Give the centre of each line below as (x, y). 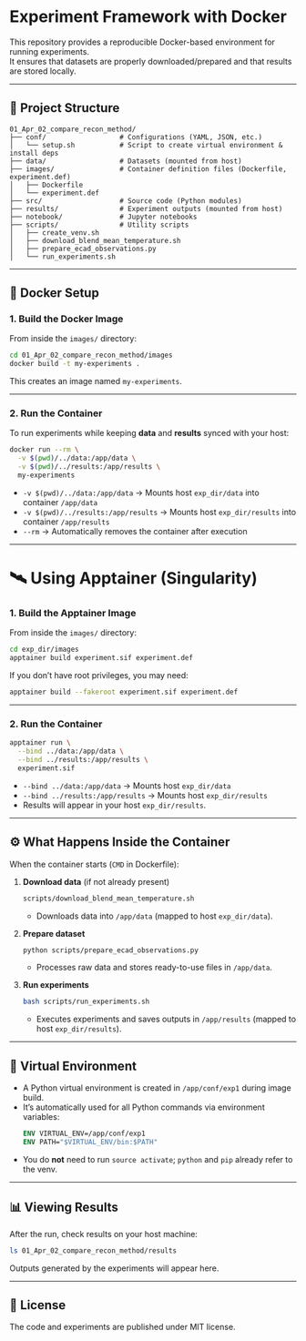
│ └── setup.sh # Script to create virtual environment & (146, 145)
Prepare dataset (54, 933)
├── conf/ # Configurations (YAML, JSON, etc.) (136, 137)
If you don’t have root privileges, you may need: (99, 676)
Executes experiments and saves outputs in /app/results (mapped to (166, 1019)
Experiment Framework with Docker (148, 17)
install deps (34, 153)
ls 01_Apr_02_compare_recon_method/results (93, 1250)
